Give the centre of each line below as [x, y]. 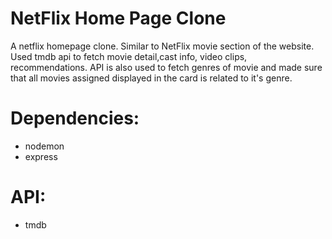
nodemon [44, 146]
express [41, 156]
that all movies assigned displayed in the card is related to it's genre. [151, 78]
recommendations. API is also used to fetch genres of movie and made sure [166, 67]
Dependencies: [75, 118]
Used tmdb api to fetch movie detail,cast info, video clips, [129, 56]
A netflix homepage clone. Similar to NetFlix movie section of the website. [162, 46]
